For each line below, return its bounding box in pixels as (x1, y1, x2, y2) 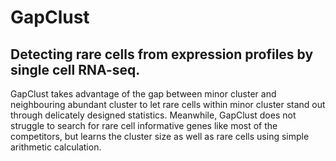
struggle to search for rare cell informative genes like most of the (10, 120, 278, 131)
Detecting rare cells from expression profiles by (10, 46, 314, 63)
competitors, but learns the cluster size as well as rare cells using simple (10, 131, 310, 142)
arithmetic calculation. (10, 141, 102, 153)
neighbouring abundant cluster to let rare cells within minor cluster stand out (10, 99, 326, 110)
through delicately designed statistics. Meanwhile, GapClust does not (10, 109, 297, 121)
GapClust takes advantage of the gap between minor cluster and (10, 88, 277, 100)
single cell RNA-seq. (10, 61, 141, 78)
